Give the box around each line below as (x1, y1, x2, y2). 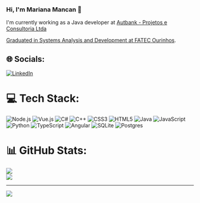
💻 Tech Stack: (6, 92, 80, 105)
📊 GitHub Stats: (6, 144, 87, 157)
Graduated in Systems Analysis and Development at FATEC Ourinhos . (6, 37, 177, 44)
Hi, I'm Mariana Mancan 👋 (6, 5, 82, 14)
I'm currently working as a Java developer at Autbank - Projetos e (6, 19, 168, 26)
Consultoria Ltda (6, 25, 47, 32)
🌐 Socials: (6, 54, 45, 64)
